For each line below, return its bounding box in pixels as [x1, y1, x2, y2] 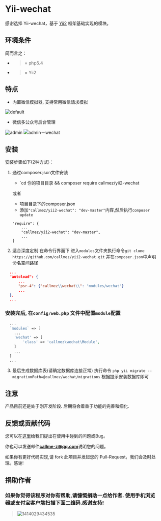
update [19, 213, 33, 217]
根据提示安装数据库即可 [101, 373, 149, 379]
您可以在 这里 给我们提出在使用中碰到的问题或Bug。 [5, 433, 108, 439]
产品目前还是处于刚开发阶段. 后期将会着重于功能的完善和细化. [5, 403, 130, 409]
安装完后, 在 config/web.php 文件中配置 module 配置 [5, 310, 121, 317]
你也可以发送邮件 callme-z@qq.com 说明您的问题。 [5, 444, 108, 450]
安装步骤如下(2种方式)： [5, 159, 54, 165]
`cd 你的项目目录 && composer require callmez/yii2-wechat [19, 180, 139, 186]
